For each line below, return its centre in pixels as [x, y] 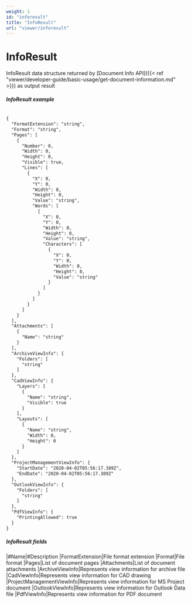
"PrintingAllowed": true [47, 518]
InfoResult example [30, 99]
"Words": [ [45, 206]
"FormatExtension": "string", [48, 124]
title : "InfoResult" [31, 22]
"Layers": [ [31, 386]
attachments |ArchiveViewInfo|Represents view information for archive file [96, 569]
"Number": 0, [37, 146]
